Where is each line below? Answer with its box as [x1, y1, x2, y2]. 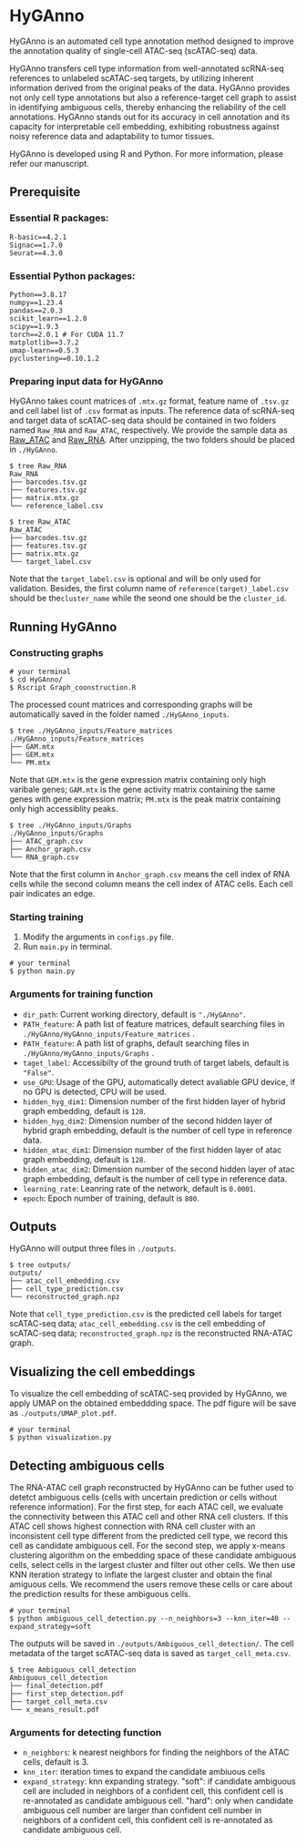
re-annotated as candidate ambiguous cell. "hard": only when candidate [22, 1796, 294, 1807]
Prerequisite [9, 184, 81, 200]
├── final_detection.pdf [9, 1681, 104, 1690]
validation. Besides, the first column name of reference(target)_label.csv [9, 583, 290, 594]
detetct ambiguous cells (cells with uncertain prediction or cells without [9, 1491, 278, 1502]
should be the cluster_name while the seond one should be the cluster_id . [9, 593, 287, 604]
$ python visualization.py [9, 1433, 112, 1442]
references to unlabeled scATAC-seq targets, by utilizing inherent [9, 72, 254, 83]
